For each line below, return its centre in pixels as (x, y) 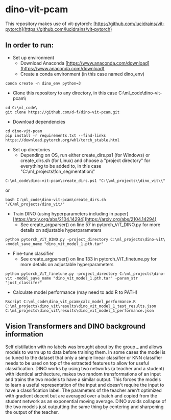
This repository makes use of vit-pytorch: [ (50, 24)
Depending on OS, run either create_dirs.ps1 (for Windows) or (85, 155)
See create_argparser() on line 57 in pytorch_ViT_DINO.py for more (90, 225)
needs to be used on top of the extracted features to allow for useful (77, 363)
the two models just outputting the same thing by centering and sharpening (84, 407)
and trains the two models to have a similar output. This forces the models (83, 379)
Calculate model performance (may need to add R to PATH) (75, 292)
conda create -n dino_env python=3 (43, 83)
